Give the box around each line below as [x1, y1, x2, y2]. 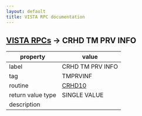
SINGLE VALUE [62, 91, 104, 99]
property [20, 53, 46, 61]
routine [9, 82, 29, 90]
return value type [9, 91, 57, 99]
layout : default [6, 8, 46, 15]
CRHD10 [62, 82, 87, 90]
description [9, 100, 40, 108]
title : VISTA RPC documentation [6, 14, 85, 20]
